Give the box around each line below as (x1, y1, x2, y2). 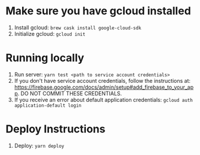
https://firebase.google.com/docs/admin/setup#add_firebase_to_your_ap (14, 83, 194, 91)
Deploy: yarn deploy (14, 142, 64, 149)
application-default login (14, 103, 82, 108)
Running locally (5, 51, 85, 65)
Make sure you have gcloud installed (5, 4, 192, 18)
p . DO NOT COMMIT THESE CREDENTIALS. (14, 89, 122, 97)
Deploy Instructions (5, 122, 106, 136)
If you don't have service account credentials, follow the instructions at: (14, 77, 191, 84)
